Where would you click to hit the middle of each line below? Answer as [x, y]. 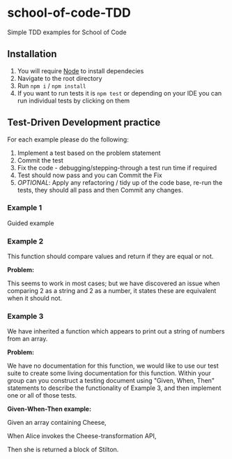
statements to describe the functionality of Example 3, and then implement [114, 388]
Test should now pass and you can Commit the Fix [90, 175]
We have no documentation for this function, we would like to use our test [113, 366]
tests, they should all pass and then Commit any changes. [100, 190]
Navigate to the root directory [60, 78]
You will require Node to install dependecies [80, 70]
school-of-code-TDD [69, 13]
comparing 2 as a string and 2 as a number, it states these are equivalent [112, 291]
